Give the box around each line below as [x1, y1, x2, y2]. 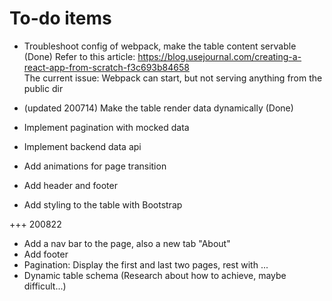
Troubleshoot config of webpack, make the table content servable [23, 40, 297, 52]
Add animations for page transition [23, 160, 167, 172]
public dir [23, 82, 64, 94]
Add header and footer [23, 179, 118, 191]
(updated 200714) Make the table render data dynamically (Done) [23, 102, 294, 114]
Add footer [23, 248, 69, 260]
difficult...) [23, 280, 67, 292]
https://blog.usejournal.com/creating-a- [137, 50, 302, 62]
